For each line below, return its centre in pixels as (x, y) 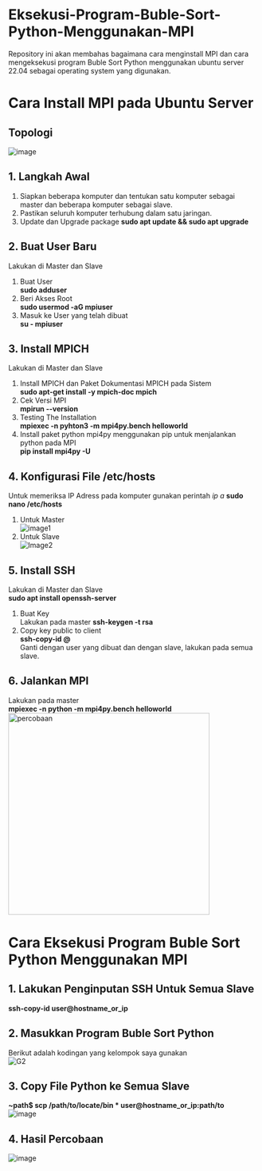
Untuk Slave (39, 537)
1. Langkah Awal (49, 177)
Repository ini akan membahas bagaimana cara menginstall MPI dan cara (129, 54)
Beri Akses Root (46, 298)
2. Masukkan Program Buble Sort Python (111, 1033)
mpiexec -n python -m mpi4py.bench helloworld (90, 709)
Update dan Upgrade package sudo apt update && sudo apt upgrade (134, 221)
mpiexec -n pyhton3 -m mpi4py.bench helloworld (104, 426)
